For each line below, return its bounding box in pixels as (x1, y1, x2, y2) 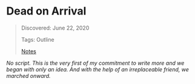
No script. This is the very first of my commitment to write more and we (6, 59, 185, 66)
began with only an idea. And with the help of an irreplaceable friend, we (6, 65, 190, 73)
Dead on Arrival (6, 4, 87, 18)
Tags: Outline (21, 36, 55, 43)
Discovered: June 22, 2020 (21, 24, 90, 31)
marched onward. (6, 72, 51, 79)
